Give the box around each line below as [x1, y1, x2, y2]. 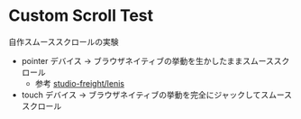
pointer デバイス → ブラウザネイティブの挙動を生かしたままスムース [21, 55, 274, 66]
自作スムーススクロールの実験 [8, 36, 119, 47]
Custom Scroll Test [8, 5, 154, 26]
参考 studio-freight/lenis [34, 78, 125, 88]
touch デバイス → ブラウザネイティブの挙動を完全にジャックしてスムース [21, 89, 292, 100]
